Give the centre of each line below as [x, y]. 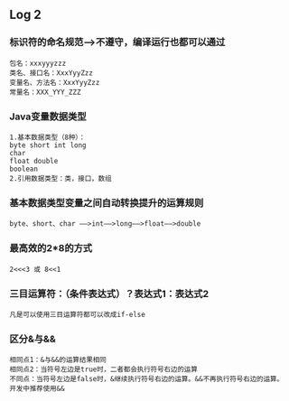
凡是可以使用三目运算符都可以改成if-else [78, 314]
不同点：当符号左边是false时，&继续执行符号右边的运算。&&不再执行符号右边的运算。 [147, 379]
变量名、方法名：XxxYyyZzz [55, 82]
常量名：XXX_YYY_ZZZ [45, 92]
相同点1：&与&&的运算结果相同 [58, 360]
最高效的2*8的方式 [51, 248]
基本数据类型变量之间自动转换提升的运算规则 [107, 202]
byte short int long [48, 145]
